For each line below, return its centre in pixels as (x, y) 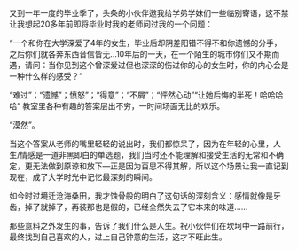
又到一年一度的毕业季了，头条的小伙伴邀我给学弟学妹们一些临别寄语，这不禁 (149, 13)
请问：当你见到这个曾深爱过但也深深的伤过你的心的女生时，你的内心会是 (157, 65)
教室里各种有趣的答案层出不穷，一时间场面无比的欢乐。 (124, 106)
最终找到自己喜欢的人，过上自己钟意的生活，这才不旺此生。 (118, 237)
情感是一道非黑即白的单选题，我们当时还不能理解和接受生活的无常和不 (148, 155)
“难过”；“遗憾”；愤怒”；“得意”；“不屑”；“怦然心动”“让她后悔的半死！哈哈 (142, 95)
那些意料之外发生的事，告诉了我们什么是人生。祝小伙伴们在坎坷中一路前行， (149, 226)
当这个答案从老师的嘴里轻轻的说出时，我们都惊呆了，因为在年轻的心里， (141, 144)
